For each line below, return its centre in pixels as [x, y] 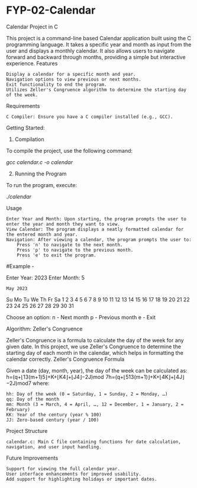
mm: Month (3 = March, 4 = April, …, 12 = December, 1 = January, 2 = [95, 404]
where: [41, 383]
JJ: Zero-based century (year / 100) [53, 420]
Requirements [23, 106]
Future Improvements [32, 458]
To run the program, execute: [42, 185]
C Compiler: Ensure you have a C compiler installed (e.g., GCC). [90, 117]
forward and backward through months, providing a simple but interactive [96, 57]
